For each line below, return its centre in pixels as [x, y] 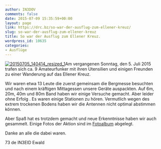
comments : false [21, 14]
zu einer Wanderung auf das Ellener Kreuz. [48, 74]
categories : [17, 45]
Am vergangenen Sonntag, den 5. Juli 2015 [108, 64]
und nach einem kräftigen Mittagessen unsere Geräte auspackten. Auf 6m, [80, 89]
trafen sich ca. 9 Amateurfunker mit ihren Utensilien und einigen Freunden [79, 69]
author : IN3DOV [20, 9]
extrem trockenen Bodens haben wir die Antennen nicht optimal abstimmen [80, 104]
